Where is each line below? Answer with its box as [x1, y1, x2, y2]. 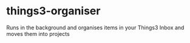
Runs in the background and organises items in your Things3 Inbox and [6, 24, 185, 31]
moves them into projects [6, 30, 70, 37]
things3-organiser [6, 4, 101, 18]
